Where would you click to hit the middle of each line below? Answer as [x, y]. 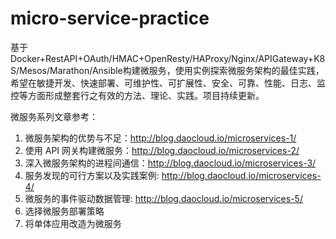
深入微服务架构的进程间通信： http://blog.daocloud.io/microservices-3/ [170, 163]
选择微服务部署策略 [64, 211]
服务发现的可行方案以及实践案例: [92, 175]
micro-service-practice [110, 18]
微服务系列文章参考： [54, 116]
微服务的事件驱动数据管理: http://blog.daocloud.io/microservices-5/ [163, 198]
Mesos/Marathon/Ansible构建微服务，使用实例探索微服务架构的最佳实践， [172, 70]
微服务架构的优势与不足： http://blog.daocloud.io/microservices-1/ [160, 138]
